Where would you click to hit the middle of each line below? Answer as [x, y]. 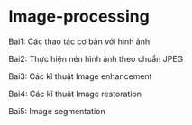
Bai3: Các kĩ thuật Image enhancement [80, 76]
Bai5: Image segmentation [57, 111]
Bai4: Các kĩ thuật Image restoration [75, 94]
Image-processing [79, 17]
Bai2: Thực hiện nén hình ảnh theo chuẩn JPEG [96, 58]
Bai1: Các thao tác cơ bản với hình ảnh [79, 41]
